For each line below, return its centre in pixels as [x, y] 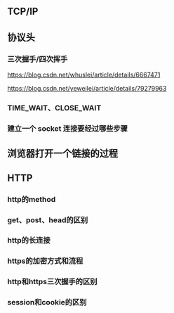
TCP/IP [23, 12]
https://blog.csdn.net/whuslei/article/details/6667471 [84, 75]
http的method [32, 199]
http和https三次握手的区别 [52, 282]
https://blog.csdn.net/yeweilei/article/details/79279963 [87, 89]
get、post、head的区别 [48, 219]
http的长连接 [29, 241]
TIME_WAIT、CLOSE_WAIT [54, 108]
